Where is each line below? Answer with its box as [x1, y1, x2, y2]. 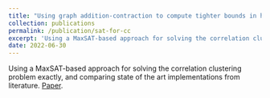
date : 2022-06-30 [8, 42, 67, 50]
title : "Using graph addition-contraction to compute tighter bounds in [8, 11, 257, 20]
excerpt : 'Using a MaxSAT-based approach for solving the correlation [8, 34, 250, 43]
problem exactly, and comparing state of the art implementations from [8, 72, 241, 82]
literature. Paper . [8, 81, 63, 91]
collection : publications [8, 19, 95, 27]
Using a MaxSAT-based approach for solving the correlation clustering [8, 63, 242, 73]
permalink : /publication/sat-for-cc [8, 27, 131, 35]
